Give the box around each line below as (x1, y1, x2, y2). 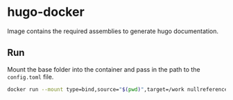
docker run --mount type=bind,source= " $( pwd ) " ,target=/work (7, 86, 185, 93)
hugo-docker (7, 4, 85, 20)
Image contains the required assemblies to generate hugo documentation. (7, 27, 218, 35)
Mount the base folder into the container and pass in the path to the (7, 65, 200, 73)
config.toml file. (7, 72, 54, 81)
